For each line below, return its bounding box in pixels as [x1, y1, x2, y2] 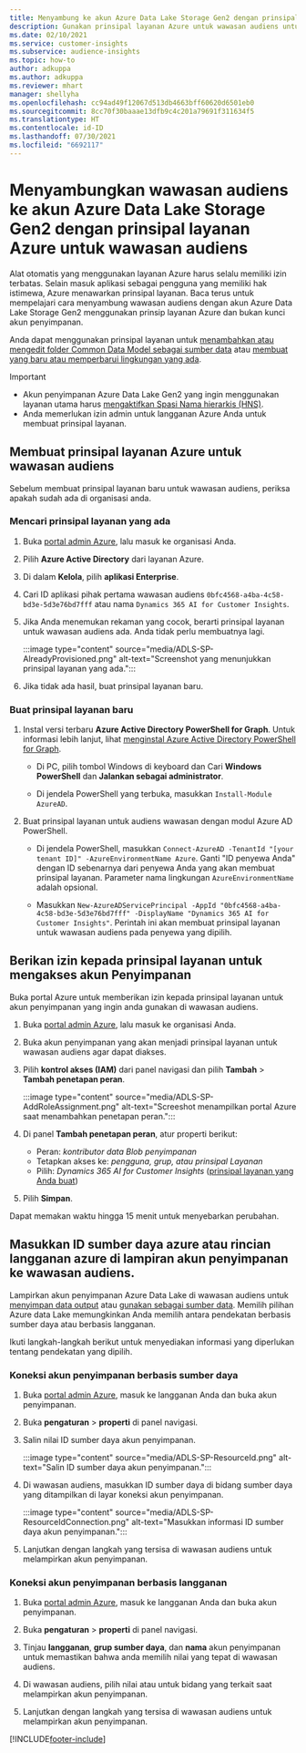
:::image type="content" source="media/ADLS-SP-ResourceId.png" [22, 1452, 278, 1463]
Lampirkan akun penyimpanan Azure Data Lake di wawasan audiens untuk [9, 1289, 289, 1300]
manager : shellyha [9, 89, 79, 98]
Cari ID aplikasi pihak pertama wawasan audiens [22, 589, 205, 600]
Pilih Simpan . [22, 1192, 73, 1203]
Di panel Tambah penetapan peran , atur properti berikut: [22, 1128, 239, 1139]
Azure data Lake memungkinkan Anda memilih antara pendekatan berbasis [9, 1309, 291, 1320]
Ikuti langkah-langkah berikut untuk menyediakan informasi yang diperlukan [9, 1336, 295, 1347]
